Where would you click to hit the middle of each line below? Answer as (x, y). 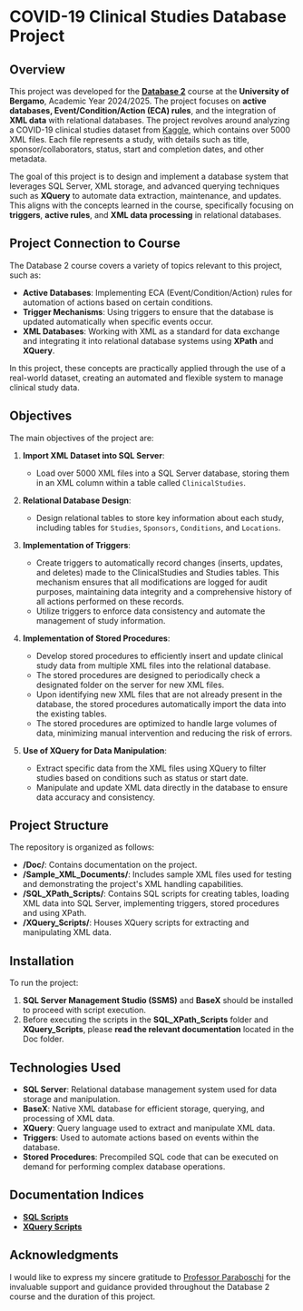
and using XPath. (54, 913)
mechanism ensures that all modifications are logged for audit (151, 582)
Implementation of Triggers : (77, 545)
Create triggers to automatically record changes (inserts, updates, (159, 562)
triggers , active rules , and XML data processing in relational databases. (146, 215)
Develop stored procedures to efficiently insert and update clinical (160, 655)
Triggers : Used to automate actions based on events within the (141, 1138)
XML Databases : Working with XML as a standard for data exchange (151, 331)
